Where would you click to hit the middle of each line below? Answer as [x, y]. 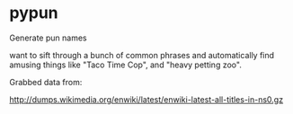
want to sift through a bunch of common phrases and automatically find [142, 55]
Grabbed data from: [46, 82]
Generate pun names [48, 38]
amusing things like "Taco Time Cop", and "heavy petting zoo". [126, 65]
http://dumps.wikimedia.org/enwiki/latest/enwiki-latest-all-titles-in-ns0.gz [146, 99]
